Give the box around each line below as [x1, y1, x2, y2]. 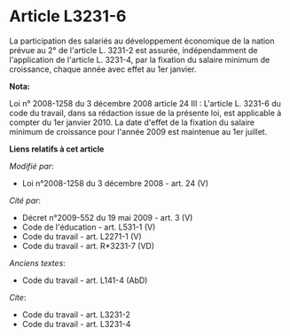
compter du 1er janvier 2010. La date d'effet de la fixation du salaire [9, 117, 255, 128]
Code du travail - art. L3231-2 [21, 309, 130, 320]
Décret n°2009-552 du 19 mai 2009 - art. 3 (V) [21, 212, 193, 223]
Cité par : [9, 195, 42, 206]
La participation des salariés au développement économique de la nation [9, 35, 275, 46]
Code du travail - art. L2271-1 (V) [21, 231, 142, 241]
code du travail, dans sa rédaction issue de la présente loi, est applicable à [9, 107, 282, 118]
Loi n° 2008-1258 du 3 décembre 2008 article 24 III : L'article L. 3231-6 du [9, 98, 281, 108]
